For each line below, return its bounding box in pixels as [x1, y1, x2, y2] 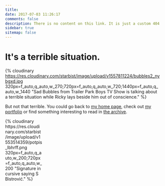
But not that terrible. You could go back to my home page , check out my [5, 103, 152, 109]
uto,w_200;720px [5, 155, 41, 161]
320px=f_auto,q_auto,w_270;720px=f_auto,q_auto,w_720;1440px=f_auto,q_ [5, 83, 159, 89]
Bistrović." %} [5, 176, 33, 182]
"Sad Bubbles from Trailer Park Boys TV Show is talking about [31, 88, 158, 94]
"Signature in [14, 165, 41, 171]
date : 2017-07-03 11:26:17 [5, 12, 61, 17]
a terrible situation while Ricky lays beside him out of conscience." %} [5, 94, 147, 100]
